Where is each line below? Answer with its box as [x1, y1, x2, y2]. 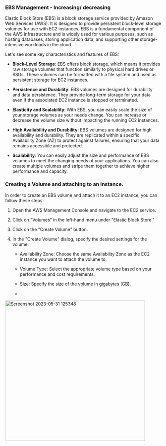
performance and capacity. [12, 168, 68, 174]
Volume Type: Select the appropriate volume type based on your [19, 266, 152, 272]
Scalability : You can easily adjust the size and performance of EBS [12, 152, 150, 158]
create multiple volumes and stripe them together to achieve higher [12, 163, 150, 169]
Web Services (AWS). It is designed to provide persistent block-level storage [5, 20, 162, 26]
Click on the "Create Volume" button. [12, 226, 88, 232]
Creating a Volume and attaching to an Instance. [5, 181, 124, 188]
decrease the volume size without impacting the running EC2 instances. [12, 117, 160, 123]
